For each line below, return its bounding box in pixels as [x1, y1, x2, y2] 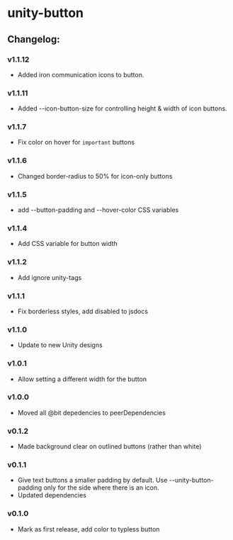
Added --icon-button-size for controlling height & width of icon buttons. [17, 104, 228, 113]
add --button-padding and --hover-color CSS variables [17, 206, 179, 214]
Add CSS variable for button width [17, 240, 118, 248]
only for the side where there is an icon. [43, 483, 159, 492]
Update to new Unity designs [17, 341, 103, 349]
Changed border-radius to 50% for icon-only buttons [17, 171, 173, 180]
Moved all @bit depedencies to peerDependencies [17, 408, 166, 417]
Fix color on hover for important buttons [17, 138, 135, 147]
